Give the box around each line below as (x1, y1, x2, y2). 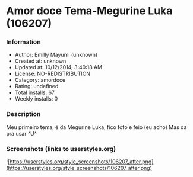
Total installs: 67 (14, 89, 55, 96)
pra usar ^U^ (6, 130, 37, 137)
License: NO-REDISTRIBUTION (14, 70, 91, 78)
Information (6, 38, 41, 46)
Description (6, 110, 41, 118)
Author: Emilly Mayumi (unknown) (14, 52, 98, 59)
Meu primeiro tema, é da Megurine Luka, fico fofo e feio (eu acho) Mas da (6, 123, 187, 131)
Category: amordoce (14, 76, 66, 83)
